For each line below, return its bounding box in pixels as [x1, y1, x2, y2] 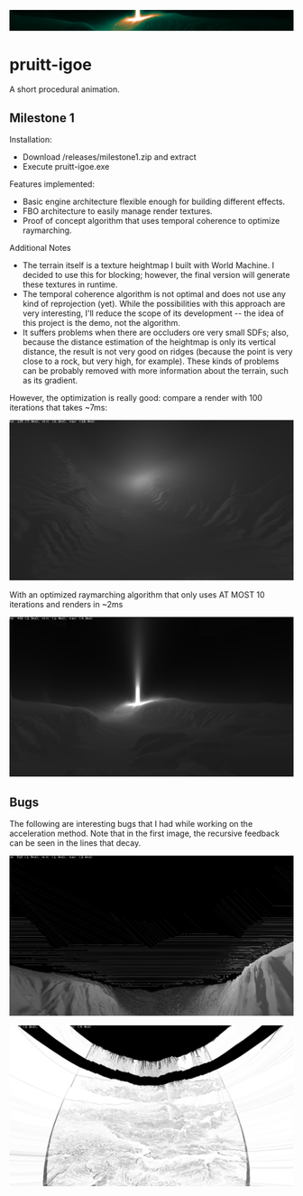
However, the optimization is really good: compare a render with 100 [9, 393, 263, 403]
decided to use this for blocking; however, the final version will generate [22, 270, 290, 281]
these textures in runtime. [22, 279, 118, 290]
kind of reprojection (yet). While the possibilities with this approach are [22, 299, 286, 310]
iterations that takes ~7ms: [9, 403, 108, 413]
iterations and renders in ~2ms [9, 598, 124, 609]
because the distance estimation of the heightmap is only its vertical [22, 337, 277, 348]
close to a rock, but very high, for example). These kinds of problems [22, 356, 280, 366]
